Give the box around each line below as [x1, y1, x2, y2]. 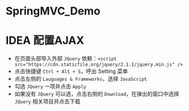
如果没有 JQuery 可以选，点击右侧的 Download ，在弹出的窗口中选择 [14, 90, 179, 98]
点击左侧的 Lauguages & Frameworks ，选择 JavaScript [14, 75, 147, 83]
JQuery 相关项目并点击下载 [14, 98, 81, 105]
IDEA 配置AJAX [5, 34, 84, 48]
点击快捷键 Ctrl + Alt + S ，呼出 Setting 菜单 [14, 68, 128, 75]
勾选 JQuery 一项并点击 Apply [14, 83, 87, 90]
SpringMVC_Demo [5, 4, 101, 18]
